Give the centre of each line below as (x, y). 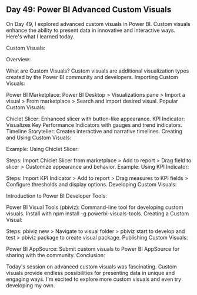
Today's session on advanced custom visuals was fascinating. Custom (92, 266)
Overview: (19, 59)
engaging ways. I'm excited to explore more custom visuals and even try (94, 279)
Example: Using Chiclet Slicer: (43, 149)
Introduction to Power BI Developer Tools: (56, 196)
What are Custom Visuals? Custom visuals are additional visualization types (98, 71)
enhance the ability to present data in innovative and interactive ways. (91, 30)
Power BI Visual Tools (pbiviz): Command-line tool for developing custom (95, 207)
